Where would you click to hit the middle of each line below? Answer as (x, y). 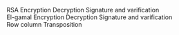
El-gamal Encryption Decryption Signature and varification (89, 17)
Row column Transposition (44, 24)
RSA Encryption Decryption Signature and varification (83, 10)
